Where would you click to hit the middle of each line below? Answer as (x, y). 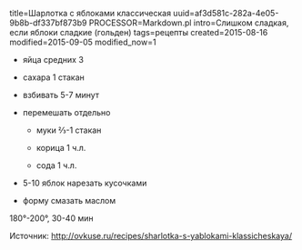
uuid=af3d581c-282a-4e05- (226, 13)
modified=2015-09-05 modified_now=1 (83, 42)
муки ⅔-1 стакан (69, 130)
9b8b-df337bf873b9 (48, 23)
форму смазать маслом (69, 200)
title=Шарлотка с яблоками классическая (90, 13)
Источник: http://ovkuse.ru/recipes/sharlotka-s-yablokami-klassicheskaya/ (151, 236)
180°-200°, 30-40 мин (51, 218)
